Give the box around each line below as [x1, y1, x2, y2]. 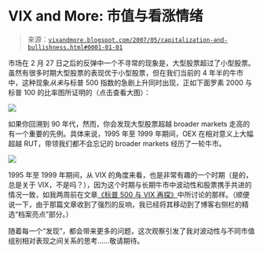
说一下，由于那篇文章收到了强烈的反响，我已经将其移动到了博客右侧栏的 [8, 200, 242, 209]
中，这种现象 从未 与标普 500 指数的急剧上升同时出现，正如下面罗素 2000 [8, 78, 243, 87]
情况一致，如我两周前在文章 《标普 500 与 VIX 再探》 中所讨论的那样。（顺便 [8, 189, 250, 199]
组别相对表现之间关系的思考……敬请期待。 [8, 236, 144, 245]
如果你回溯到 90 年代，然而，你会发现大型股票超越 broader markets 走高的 [8, 119, 250, 128]
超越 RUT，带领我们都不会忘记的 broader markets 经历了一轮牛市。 [8, 138, 226, 148]
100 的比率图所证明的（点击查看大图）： [23, 87, 152, 97]
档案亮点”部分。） [18, 209, 73, 218]
